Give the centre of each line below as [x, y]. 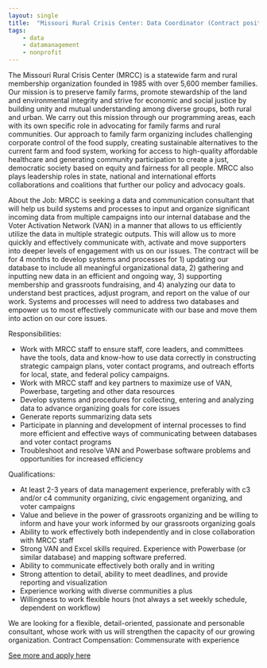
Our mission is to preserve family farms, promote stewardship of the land [128, 92]
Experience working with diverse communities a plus [106, 591]
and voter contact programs [66, 442]
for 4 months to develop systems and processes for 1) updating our [118, 259]
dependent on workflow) [60, 608]
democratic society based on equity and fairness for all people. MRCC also [131, 168]
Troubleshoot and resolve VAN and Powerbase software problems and [135, 450]
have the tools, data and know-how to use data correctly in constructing [138, 357]
